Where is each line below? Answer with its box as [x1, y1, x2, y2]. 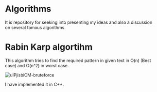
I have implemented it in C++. [5, 81, 64, 87]
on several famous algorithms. [5, 24, 66, 30]
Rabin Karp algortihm [5, 42, 93, 53]
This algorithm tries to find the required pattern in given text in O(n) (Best [5, 57, 152, 63]
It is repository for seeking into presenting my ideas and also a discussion [5, 19, 153, 25]
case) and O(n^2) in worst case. [5, 62, 69, 68]
